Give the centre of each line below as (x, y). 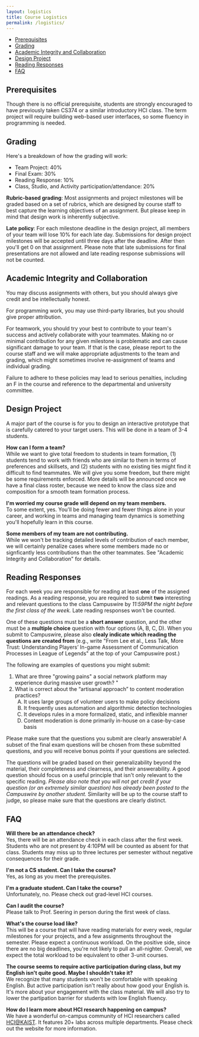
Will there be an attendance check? (51, 833)
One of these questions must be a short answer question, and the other (94, 622)
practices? (28, 696)
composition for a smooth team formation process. (68, 491)
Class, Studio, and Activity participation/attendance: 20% (85, 186)
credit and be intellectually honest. (48, 299)
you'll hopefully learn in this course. (50, 522)
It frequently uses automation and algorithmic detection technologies (108, 708)
